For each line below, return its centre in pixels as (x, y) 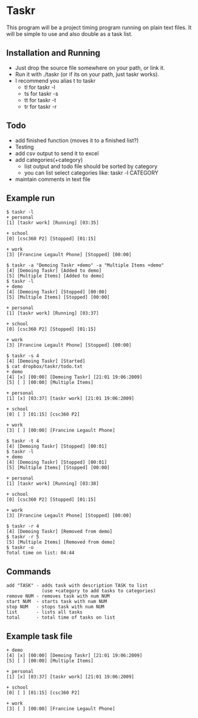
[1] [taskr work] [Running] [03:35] (53, 223)
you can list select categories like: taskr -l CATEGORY (91, 173)
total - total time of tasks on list (61, 618)
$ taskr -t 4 (23, 441)
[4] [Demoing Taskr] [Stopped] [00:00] (57, 292)
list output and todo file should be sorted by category (91, 166)
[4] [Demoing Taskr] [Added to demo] (54, 271)
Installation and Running (53, 53)
